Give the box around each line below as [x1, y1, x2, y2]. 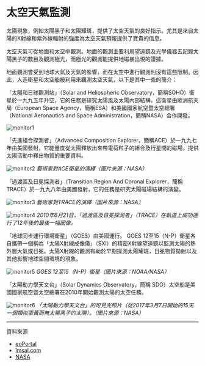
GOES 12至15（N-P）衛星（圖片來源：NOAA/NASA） [36, 268, 170, 275]
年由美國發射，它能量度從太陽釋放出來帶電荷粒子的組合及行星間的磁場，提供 [6, 144, 199, 152]
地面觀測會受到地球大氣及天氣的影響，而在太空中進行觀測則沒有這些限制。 [6, 68, 193, 75]
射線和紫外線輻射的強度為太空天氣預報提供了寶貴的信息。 [20, 34, 165, 42]
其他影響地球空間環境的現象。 [6, 255, 81, 262]
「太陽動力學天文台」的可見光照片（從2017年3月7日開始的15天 [36, 301, 194, 309]
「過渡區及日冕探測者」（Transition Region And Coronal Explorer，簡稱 [6, 178, 183, 185]
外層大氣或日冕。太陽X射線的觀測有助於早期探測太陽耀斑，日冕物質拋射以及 [6, 247, 197, 254]
